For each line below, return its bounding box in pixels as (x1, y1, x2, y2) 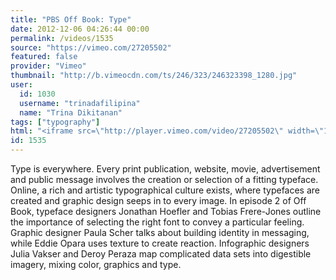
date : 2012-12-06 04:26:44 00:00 (10, 24, 150, 34)
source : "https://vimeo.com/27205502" (10, 42, 172, 53)
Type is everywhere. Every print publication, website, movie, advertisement (10, 163, 321, 175)
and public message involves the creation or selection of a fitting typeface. (10, 174, 319, 185)
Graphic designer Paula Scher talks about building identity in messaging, (10, 227, 310, 238)
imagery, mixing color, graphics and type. (10, 259, 182, 270)
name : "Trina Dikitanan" (19, 107, 123, 118)
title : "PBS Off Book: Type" (10, 14, 132, 25)
